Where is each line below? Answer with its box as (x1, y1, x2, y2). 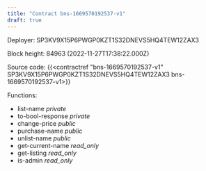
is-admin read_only (17, 156, 73, 164)
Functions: (7, 91, 38, 99)
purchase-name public (17, 127, 83, 135)
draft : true (7, 17, 42, 24)
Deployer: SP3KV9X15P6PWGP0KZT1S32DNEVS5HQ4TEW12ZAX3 (7, 35, 200, 44)
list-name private (17, 104, 67, 113)
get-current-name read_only (17, 141, 100, 149)
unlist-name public (17, 133, 72, 142)
